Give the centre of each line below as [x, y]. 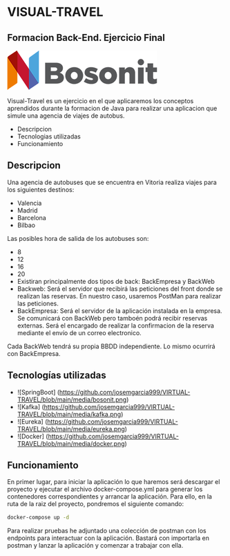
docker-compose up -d [38, 518]
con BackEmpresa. [34, 353]
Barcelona [31, 217]
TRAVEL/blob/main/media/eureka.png [71, 429]
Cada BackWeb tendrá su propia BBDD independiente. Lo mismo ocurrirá [111, 346]
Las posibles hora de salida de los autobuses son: [78, 238]
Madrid [27, 210]
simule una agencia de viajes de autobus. [66, 116]
